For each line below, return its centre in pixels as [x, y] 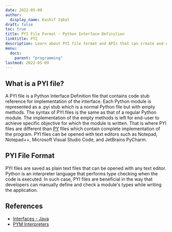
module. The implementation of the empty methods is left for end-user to [82, 118]
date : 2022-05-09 [24, 10]
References [24, 206]
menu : [11, 48]
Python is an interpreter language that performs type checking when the [82, 173]
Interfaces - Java [31, 219]
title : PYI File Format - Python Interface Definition [65, 34]
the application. [22, 190]
